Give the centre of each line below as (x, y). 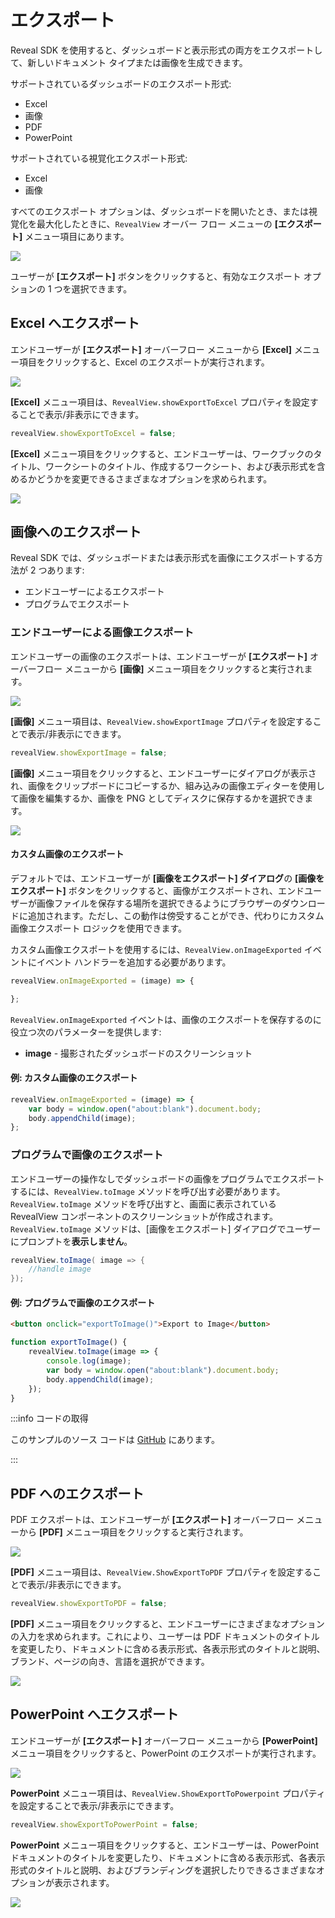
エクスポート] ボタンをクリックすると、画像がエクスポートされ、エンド (157, 890)
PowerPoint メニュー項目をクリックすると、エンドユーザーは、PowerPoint (164, 1845)
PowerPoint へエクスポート (95, 1714)
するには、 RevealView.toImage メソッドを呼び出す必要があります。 (148, 1191)
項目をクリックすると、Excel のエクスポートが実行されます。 (144, 362)
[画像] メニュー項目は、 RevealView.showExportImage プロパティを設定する (161, 721)
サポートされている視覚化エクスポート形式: (99, 158)
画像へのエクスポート (76, 532)
